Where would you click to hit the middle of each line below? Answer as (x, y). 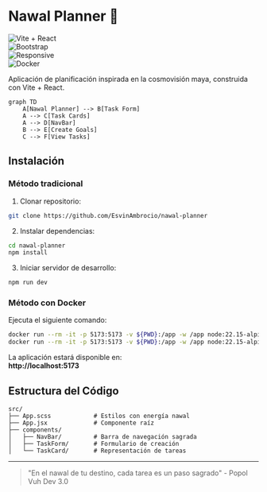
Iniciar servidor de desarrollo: (68, 268)
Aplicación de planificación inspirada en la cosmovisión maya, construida (128, 79)
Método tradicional (46, 184)
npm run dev (28, 283)
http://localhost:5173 (44, 366)
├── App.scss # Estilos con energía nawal (99, 416)
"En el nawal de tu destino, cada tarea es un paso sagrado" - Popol (137, 473)
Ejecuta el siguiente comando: (58, 320)
